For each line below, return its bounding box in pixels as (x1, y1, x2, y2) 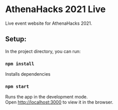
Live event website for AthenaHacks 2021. (5, 20, 92, 26)
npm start (5, 83, 29, 89)
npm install (5, 61, 35, 67)
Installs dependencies (5, 71, 51, 77)
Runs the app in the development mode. (5, 94, 88, 100)
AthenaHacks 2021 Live (5, 4, 106, 15)
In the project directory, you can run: (5, 48, 81, 54)
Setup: (5, 35, 27, 43)
